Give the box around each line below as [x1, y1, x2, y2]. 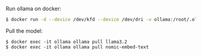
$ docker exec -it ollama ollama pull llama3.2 [5, 39, 128, 45]
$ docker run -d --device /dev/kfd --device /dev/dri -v [5, 17, 152, 23]
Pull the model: [5, 27, 43, 35]
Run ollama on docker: [5, 5, 62, 12]
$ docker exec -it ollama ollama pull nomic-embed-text [5, 44, 149, 50]
